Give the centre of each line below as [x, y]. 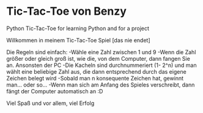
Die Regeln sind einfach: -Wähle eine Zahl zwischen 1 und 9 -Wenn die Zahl [101, 52]
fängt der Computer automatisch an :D [55, 91]
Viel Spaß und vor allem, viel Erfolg [50, 103]
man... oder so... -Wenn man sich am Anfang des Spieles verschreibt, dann [101, 85]
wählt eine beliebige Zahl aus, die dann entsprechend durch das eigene [96, 71]
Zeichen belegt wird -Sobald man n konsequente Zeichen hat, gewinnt [95, 78]
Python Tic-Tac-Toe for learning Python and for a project [78, 28]
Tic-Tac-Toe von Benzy [67, 11]
